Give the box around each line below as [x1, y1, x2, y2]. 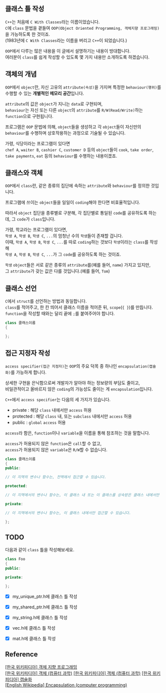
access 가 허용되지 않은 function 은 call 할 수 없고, [5, 440, 102, 446]
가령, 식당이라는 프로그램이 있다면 [5, 140, 70, 146]
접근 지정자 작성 [5, 349, 51, 358]
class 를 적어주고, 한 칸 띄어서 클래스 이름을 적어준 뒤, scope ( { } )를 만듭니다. [5, 304, 153, 311]
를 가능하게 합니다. [10, 369, 47, 375]
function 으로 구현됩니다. [5, 113, 54, 119]
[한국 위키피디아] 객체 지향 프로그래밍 [5, 664, 78, 670]
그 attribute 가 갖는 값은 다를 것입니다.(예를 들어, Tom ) [5, 268, 110, 274]
